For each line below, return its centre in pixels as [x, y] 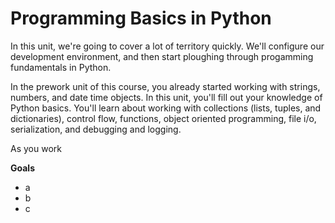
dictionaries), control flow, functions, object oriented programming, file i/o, [163, 118]
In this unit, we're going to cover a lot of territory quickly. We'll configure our [167, 46]
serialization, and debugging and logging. [96, 129]
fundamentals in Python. [61, 67]
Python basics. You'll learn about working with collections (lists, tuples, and [166, 108]
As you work [36, 148]
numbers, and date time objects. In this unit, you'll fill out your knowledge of [166, 97]
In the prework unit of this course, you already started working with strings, [165, 86]
